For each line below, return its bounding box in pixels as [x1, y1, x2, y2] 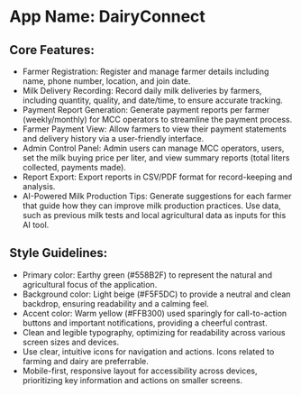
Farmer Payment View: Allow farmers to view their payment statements [22, 124, 287, 134]
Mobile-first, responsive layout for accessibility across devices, [22, 365, 258, 376]
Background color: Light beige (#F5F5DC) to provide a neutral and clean [22, 289, 291, 299]
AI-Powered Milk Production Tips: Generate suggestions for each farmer [22, 191, 292, 201]
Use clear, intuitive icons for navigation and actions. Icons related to [22, 345, 275, 357]
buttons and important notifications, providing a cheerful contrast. [22, 317, 268, 328]
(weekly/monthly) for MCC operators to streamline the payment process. [22, 115, 293, 124]
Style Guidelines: [9, 245, 108, 261]
